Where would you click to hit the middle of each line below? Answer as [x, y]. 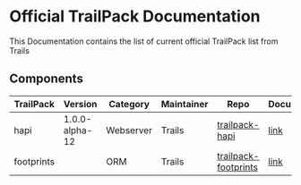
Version [80, 104]
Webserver [129, 130]
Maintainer [185, 104]
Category [129, 104]
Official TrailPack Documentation [135, 17]
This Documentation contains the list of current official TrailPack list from [144, 41]
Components [46, 79]
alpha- [78, 130]
